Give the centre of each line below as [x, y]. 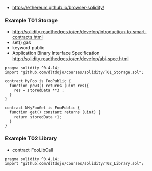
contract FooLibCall [33, 150]
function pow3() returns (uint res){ [49, 86]
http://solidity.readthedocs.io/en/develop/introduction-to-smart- [79, 32]
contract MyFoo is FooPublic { [38, 81]
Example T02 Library [31, 138]
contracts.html [27, 37]
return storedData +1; [38, 117]
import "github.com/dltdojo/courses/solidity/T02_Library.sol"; [74, 163]
